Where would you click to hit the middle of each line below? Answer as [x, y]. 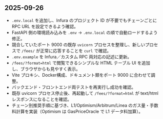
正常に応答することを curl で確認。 [76, 51]
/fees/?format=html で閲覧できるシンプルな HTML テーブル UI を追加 [81, 63]
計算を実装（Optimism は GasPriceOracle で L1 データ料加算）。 [79, 111]
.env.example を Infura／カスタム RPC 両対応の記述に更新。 [72, 57]
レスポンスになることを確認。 [41, 99]
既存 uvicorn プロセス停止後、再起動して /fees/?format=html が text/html [85, 93]
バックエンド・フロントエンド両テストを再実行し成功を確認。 [74, 87]
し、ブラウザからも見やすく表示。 [46, 69]
